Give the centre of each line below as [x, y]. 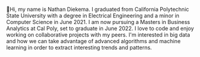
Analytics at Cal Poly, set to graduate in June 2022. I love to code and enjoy [100, 28]
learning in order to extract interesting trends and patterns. [79, 47]
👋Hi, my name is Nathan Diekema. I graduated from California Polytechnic [98, 9]
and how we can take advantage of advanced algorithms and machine [93, 41]
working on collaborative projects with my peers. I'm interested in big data [98, 35]
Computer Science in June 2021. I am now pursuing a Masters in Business [98, 22]
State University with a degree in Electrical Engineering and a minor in [93, 16]
